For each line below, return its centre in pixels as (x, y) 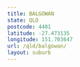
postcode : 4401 (29, 27)
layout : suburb (29, 53)
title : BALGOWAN (31, 14)
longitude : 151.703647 (40, 40)
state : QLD (23, 20)
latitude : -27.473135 (39, 33)
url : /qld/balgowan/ (37, 46)
